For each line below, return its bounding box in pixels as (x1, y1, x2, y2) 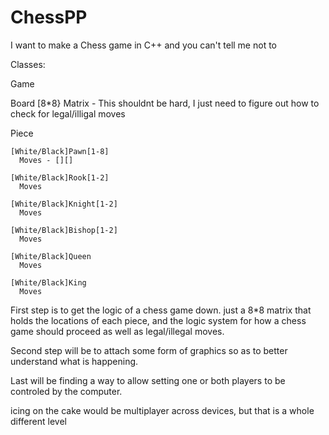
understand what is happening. (10, 355, 139, 367)
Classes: (10, 58, 46, 70)
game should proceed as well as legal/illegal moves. (10, 325, 225, 337)
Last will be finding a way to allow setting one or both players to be (10, 374, 286, 386)
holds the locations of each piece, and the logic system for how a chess (10, 314, 307, 326)
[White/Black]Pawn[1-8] (10, 146, 110, 156)
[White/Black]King (10, 277, 87, 288)
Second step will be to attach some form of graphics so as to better (10, 344, 288, 356)
